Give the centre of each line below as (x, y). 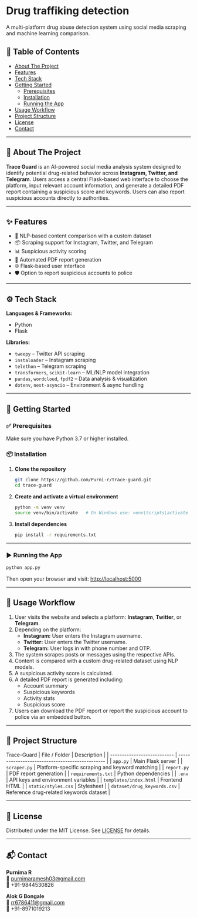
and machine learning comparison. (48, 33)
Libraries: (18, 343)
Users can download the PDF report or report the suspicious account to (101, 711)
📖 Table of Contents (43, 52)
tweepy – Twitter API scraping (50, 354)
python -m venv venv (40, 507)
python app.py (23, 567)
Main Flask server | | (158, 761)
